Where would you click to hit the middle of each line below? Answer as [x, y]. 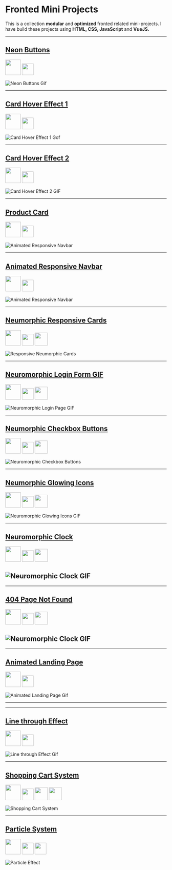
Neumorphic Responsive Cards [56, 321]
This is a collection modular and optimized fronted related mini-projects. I [83, 24]
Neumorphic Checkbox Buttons [57, 429]
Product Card [27, 212]
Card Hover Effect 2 [37, 158]
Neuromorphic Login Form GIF [54, 375]
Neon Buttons [28, 50]
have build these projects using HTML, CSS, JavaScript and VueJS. [77, 29]
